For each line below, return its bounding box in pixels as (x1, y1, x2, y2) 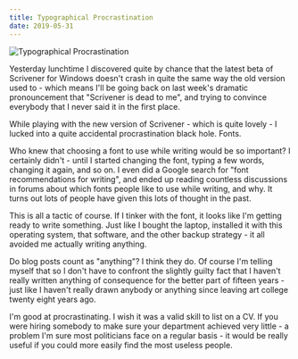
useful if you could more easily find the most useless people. (9, 339, 234, 350)
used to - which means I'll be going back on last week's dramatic (9, 82, 248, 93)
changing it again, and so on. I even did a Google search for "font (9, 164, 249, 175)
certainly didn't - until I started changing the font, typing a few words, (9, 154, 265, 165)
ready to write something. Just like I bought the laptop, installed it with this (9, 220, 283, 230)
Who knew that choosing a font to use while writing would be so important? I (9, 145, 291, 156)
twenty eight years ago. (9, 294, 96, 305)
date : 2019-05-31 (9, 21, 74, 30)
